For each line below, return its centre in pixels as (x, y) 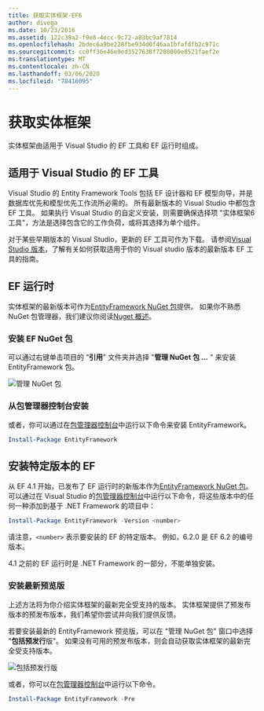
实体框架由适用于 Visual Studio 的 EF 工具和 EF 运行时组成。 (105, 145)
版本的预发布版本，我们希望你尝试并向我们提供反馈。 (94, 614)
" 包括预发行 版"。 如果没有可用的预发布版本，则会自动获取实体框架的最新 (126, 640)
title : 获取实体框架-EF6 (45, 15)
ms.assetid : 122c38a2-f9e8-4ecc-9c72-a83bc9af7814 (93, 37)
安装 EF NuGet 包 (40, 339)
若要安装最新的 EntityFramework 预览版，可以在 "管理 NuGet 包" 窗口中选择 (131, 631)
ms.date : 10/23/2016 (42, 30)
